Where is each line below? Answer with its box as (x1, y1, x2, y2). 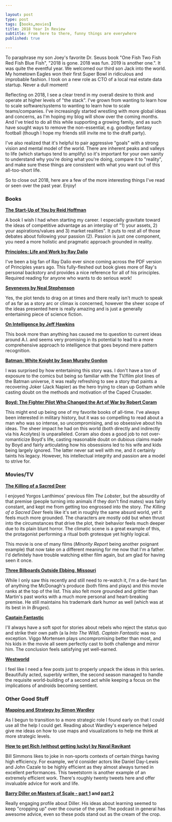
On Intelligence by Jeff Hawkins (5, 321, 75, 328)
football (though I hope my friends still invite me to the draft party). (5, 130, 146, 136)
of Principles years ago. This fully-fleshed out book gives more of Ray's (5, 264, 157, 270)
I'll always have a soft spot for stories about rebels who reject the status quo (5, 624, 167, 630)
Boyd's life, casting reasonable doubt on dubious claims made (31, 436, 163, 443)
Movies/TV (5, 471, 34, 478)
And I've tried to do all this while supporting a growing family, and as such (5, 119, 162, 125)
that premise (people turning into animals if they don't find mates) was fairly (5, 498, 166, 504)
